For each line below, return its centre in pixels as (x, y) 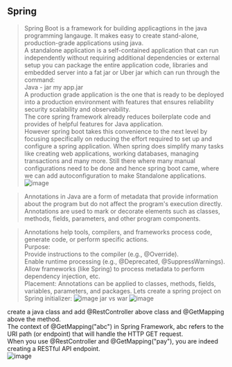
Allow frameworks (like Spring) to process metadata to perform (114, 268)
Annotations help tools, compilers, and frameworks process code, (118, 232)
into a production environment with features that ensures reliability (119, 102)
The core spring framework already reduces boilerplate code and (117, 117)
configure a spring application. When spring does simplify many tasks (124, 146)
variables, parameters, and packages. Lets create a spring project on (123, 291)
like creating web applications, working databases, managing (111, 153)
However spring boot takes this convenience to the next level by (116, 131)
